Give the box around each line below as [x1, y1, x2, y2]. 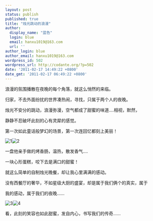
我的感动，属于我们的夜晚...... [5, 190, 65, 196]
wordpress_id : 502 [5, 58, 43, 63]
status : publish [5, 12, 38, 17]
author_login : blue [5, 49, 45, 54]
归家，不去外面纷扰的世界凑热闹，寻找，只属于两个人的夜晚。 [5, 96, 131, 102]
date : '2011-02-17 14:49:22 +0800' [5, 67, 78, 72]
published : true [5, 16, 38, 21]
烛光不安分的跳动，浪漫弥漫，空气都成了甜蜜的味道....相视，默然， [5, 107, 140, 113]
